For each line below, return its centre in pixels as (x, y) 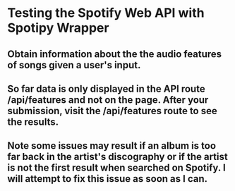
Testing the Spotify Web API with (106, 13)
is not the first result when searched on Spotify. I (116, 168)
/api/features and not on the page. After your (108, 100)
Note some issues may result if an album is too (112, 146)
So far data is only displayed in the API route (107, 88)
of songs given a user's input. (74, 65)
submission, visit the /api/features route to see (112, 111)
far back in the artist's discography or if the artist (117, 157)
